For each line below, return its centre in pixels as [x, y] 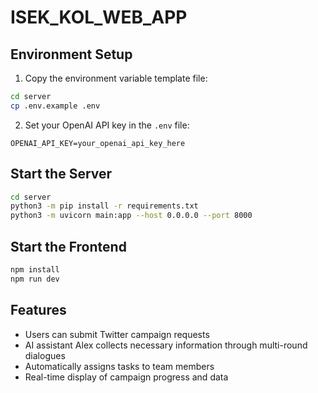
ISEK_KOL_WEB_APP [99, 17]
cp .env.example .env [55, 106]
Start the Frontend [68, 246]
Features [38, 310]
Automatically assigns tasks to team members [119, 366]
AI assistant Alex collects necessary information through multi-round [166, 345]
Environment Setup [71, 54]
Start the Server [61, 174]
